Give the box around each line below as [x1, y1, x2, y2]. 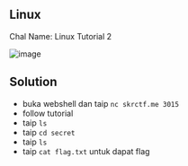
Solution [9, 74, 58, 90]
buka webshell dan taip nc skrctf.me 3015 [22, 98, 180, 109]
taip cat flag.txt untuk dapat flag [22, 145, 150, 156]
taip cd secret [22, 127, 76, 137]
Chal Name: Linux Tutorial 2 [9, 31, 112, 41]
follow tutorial [22, 108, 74, 118]
